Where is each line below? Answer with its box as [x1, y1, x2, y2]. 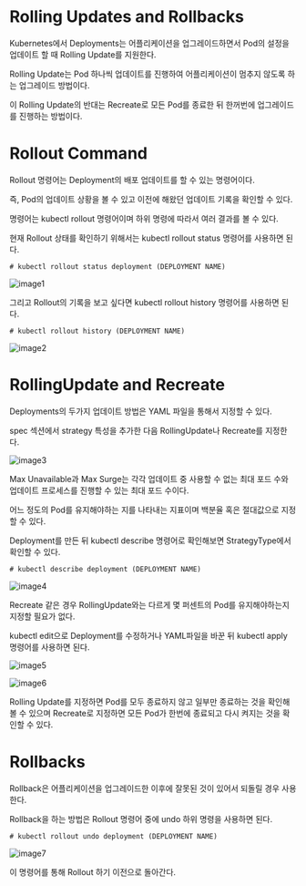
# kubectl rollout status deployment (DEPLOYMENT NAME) [9, 262, 226, 271]
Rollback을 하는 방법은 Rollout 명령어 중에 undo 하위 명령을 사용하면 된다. [9, 813, 273, 824]
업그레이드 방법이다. [18, 79, 90, 90]
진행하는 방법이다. [18, 110, 83, 121]
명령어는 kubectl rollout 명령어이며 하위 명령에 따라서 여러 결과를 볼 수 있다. [9, 212, 280, 224]
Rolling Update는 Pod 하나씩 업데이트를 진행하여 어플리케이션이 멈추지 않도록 [9, 68, 286, 79]
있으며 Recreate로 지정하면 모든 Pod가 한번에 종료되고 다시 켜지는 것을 [28, 707, 280, 718]
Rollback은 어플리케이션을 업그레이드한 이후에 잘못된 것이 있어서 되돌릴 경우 [9, 782, 280, 794]
